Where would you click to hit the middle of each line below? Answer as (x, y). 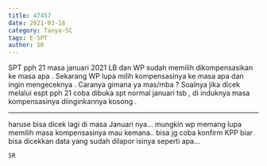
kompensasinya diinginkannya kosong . (73, 102)
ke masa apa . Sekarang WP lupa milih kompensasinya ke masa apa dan (126, 76)
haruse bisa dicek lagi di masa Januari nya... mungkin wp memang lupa (125, 125)
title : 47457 (30, 15)
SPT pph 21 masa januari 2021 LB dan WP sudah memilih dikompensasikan (131, 68)
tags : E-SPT (28, 38)
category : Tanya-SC (41, 30)
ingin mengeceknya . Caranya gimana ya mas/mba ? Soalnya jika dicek (124, 85)
